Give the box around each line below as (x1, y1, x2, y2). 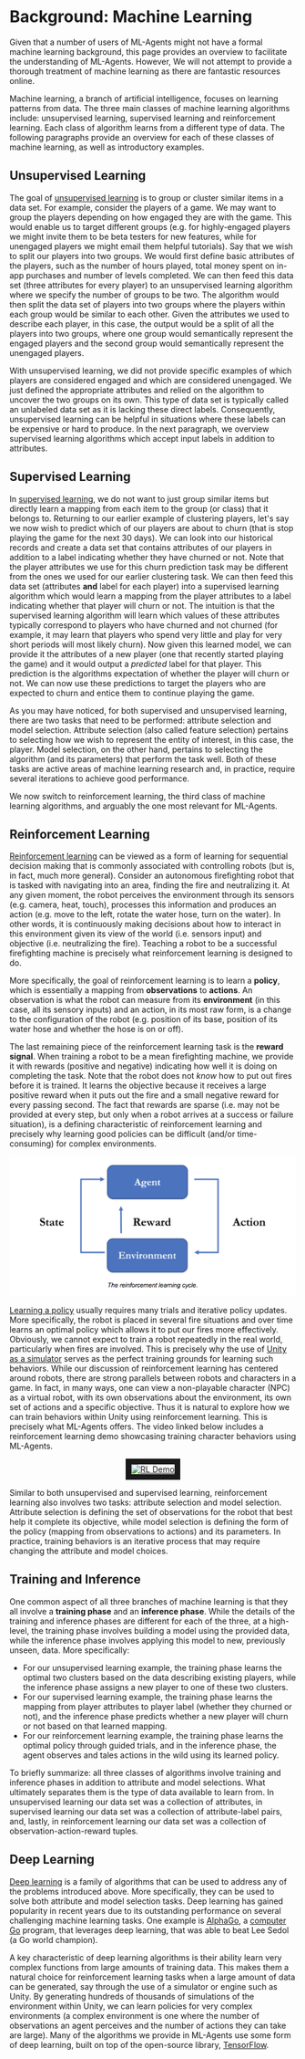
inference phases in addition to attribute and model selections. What (9, 1777, 266, 1788)
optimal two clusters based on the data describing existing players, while (22, 1672, 297, 1683)
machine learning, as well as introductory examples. (9, 141, 205, 152)
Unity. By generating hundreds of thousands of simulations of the (9, 1991, 255, 2002)
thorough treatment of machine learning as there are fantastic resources (9, 66, 280, 77)
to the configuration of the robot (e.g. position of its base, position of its (9, 1014, 278, 1025)
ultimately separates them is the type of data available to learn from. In (9, 1786, 275, 1797)
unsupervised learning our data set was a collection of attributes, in (9, 1796, 263, 1807)
